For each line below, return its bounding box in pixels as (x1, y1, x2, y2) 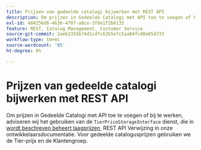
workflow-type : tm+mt (6, 37, 60, 43)
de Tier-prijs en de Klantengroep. (6, 137, 89, 144)
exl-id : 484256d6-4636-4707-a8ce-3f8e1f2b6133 (6, 20, 124, 26)
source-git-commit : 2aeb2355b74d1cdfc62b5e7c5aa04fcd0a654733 (6, 31, 165, 37)
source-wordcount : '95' (6, 43, 66, 49)
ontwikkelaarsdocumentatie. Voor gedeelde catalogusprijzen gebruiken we (6, 130, 191, 138)
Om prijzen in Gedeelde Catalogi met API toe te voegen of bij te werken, (6, 112, 184, 119)
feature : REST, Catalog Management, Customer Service (6, 25, 144, 32)
